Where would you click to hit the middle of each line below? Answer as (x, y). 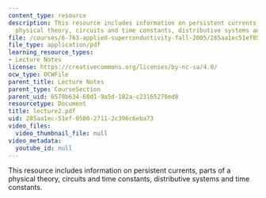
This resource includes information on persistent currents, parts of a (120, 170)
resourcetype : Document (47, 104)
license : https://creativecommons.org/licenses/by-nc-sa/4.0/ (113, 67)
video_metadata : (35, 141)
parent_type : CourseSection (55, 89)
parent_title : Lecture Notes (56, 82)
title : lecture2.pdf (42, 112)
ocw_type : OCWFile (38, 74)
